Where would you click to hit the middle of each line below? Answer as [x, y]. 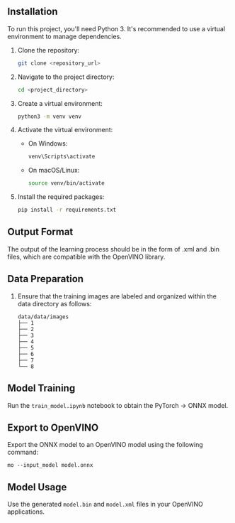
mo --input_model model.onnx [50, 465]
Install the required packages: [61, 197]
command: [23, 452]
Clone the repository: [48, 50]
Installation [33, 12]
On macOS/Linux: [54, 171]
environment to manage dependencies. [64, 36]
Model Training [41, 388]
